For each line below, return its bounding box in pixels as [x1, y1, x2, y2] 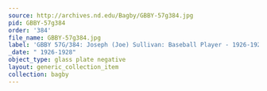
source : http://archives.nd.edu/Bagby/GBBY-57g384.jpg [8, 11, 194, 20]
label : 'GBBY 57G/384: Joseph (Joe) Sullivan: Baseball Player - [8, 41, 229, 49]
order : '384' [8, 26, 52, 34]
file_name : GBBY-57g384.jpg [8, 33, 102, 42]
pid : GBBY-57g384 [8, 19, 66, 27]
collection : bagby [8, 70, 69, 78]
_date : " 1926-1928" [8, 48, 77, 56]
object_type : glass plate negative [8, 56, 126, 64]
